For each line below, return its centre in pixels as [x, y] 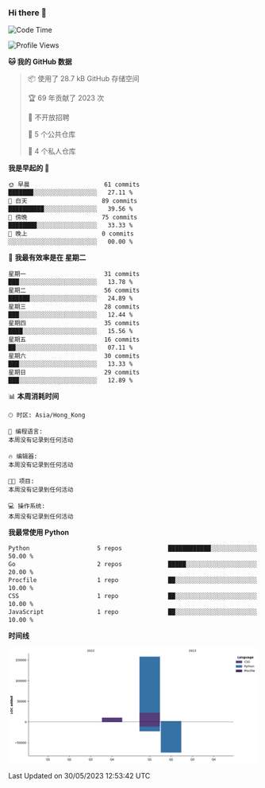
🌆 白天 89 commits [73, 201]
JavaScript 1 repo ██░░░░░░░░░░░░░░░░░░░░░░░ [133, 612]
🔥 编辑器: [23, 456]
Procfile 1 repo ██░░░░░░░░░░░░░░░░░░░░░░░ [133, 580]
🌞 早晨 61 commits [74, 185]
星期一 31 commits [74, 274]
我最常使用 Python [39, 533]
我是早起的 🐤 [29, 168]
